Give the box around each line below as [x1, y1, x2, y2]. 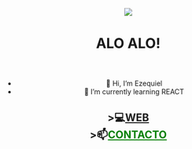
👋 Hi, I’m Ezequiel [105, 78, 163, 89]
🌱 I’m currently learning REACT [83, 87, 185, 96]
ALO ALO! [95, 35, 161, 53]
